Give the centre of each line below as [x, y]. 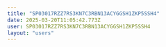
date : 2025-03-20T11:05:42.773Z [54, 20]
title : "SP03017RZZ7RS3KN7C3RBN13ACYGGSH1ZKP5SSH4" [83, 13]
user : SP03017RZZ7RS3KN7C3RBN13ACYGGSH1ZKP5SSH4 [79, 26]
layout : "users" [31, 33]
